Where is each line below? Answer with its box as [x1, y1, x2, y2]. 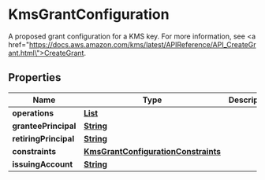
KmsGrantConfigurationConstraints [84, 145, 221, 156]
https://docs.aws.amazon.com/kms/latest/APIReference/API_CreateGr [28, 39, 256, 49]
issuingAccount [12, 159, 73, 170]
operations [12, 108, 54, 119]
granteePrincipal [12, 120, 77, 131]
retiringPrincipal [12, 133, 75, 144]
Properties [8, 71, 62, 84]
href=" [8, 39, 30, 49]
